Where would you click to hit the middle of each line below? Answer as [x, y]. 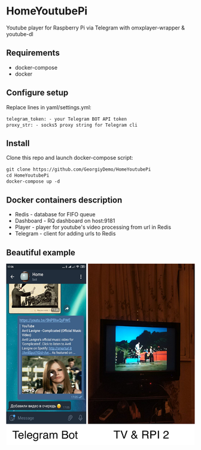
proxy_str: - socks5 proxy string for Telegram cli [72, 125]
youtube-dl [20, 34]
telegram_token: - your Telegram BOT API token [67, 119]
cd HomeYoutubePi [28, 175]
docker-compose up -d [33, 181]
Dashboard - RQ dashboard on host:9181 [65, 221]
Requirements [33, 53]
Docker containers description [64, 200]
